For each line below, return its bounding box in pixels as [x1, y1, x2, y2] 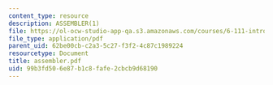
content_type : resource [8, 11, 89, 20]
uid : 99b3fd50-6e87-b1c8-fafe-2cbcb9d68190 [8, 65, 158, 73]
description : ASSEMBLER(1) [8, 19, 100, 28]
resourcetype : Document [8, 49, 89, 57]
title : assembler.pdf [8, 57, 82, 66]
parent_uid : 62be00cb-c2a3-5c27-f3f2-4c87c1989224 [8, 42, 184, 50]
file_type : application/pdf [8, 34, 104, 43]
